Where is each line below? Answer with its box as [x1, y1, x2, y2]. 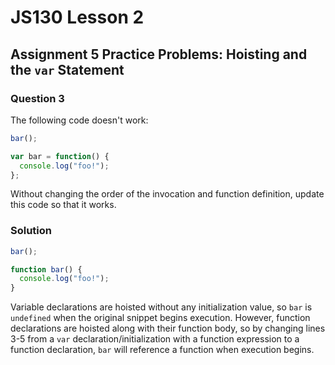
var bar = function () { [10, 151, 110, 161]
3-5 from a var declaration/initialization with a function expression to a [10, 333, 300, 345]
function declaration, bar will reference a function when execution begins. [10, 344, 315, 356]
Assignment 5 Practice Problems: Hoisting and [10, 46, 308, 63]
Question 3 [10, 91, 65, 105]
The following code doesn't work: [10, 114, 149, 126]
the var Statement [10, 61, 125, 78]
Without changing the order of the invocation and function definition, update [10, 188, 325, 200]
